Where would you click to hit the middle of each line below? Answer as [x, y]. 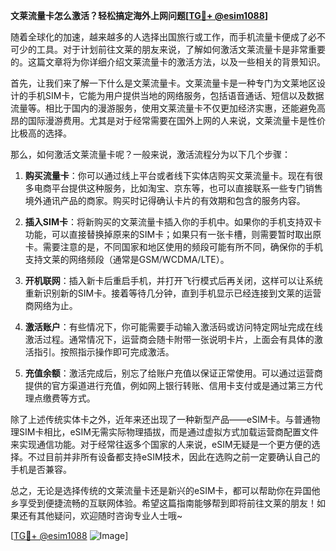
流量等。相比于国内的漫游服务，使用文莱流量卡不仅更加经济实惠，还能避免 [163, 108]
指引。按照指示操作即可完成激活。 [104, 352]
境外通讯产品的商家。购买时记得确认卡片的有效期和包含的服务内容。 [165, 200]
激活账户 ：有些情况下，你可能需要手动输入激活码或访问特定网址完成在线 [173, 327]
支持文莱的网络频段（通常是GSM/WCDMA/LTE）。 [127, 259]
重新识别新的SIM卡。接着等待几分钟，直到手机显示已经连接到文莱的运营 [173, 293]
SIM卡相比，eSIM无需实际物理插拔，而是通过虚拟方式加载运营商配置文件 [168, 432]
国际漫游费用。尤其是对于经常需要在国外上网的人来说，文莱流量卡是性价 [176, 120]
